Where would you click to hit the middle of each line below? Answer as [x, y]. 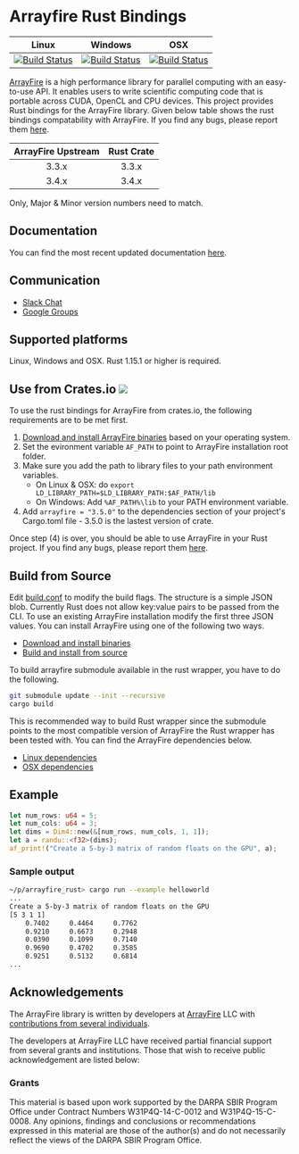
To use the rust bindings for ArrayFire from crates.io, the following [131, 411]
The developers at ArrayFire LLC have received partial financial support [141, 1041]
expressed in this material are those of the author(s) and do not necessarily [148, 1131]
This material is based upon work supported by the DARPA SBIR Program [144, 1102]
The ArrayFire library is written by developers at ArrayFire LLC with [133, 1014]
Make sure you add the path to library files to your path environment [148, 466]
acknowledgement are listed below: [75, 1059]
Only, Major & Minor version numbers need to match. [106, 203]
